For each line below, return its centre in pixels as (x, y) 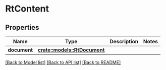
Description (124, 42)
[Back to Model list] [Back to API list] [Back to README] (63, 62)
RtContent (27, 9)
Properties (22, 27)
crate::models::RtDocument (71, 50)
